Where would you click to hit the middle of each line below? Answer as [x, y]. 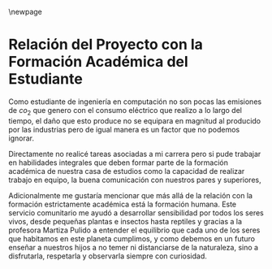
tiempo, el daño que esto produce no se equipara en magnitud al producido [135, 120]
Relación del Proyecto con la [106, 45]
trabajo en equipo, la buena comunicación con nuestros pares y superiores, [135, 180]
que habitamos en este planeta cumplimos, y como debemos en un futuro [132, 238]
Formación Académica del [98, 62]
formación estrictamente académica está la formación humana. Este [123, 204]
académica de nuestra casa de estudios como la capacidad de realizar [127, 171]
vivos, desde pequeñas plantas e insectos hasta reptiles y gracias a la [125, 221]
